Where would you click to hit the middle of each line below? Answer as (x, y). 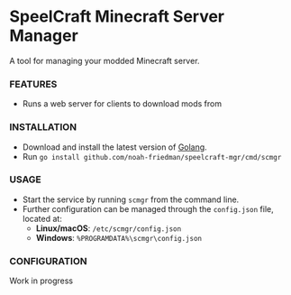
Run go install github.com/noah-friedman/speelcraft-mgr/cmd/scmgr (152, 156)
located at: (42, 218)
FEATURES (33, 84)
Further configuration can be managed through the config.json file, (148, 208)
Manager (44, 36)
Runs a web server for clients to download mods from (122, 104)
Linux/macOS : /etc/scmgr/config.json (109, 228)
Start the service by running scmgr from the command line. (131, 199)
